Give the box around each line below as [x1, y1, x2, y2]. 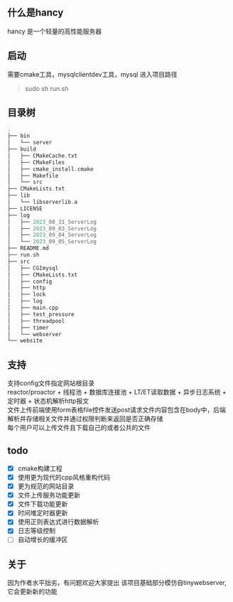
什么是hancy [7, 6, 64, 19]
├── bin [7, 132, 31, 140]
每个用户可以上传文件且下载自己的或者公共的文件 [7, 424, 151, 432]
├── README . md [7, 244, 50, 252]
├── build [7, 146, 37, 153]
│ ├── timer [7, 324, 50, 331]
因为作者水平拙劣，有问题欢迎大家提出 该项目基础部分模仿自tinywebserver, [7, 579, 227, 587]
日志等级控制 [17, 527, 55, 535]
